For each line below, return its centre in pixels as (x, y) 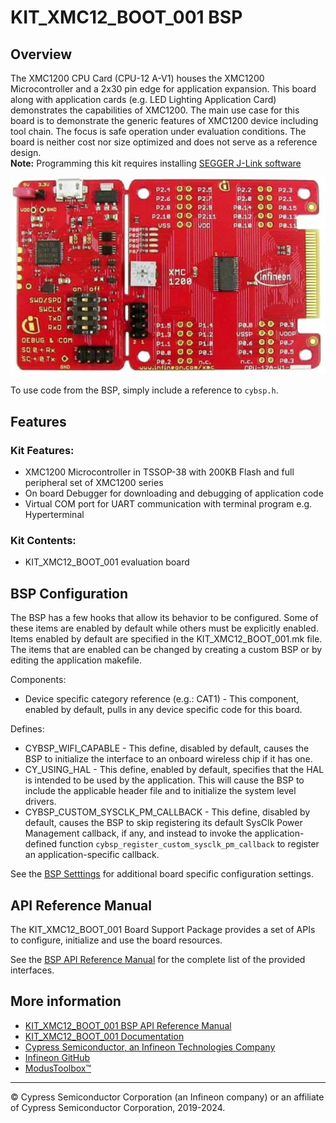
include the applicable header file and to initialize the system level (160, 791)
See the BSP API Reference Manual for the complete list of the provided (158, 960)
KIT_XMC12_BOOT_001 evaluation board (107, 562)
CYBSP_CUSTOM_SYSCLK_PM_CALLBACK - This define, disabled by (167, 812)
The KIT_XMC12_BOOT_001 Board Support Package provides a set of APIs (163, 930)
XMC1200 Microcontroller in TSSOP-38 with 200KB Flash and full (159, 472)
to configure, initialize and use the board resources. (116, 940)
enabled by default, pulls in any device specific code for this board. (163, 710)
